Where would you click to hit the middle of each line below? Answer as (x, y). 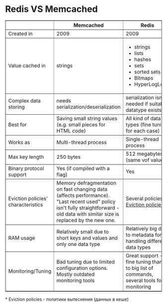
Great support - (144, 255)
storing (16, 107)
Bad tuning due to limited (86, 262)
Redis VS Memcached (51, 9)
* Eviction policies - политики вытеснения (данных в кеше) (67, 299)
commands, (140, 274)
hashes (143, 59)
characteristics (26, 205)
